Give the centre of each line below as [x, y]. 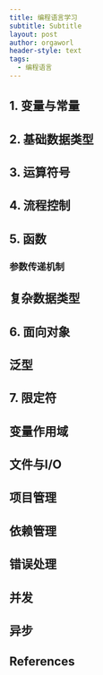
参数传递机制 [37, 267]
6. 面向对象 [40, 332]
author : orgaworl [42, 43]
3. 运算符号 [40, 172]
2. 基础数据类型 [51, 139]
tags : [19, 59]
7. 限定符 [33, 398]
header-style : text [46, 51]
